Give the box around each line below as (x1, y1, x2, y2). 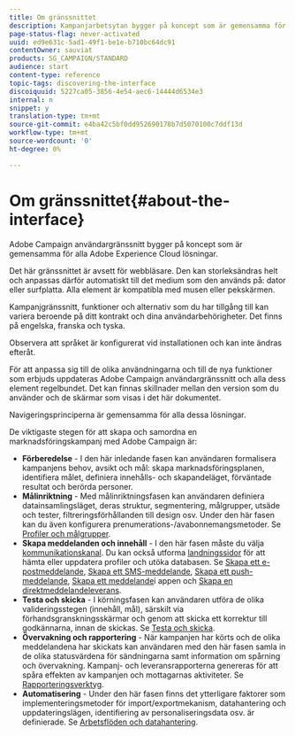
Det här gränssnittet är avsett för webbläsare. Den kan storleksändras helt (9, 265, 278, 275)
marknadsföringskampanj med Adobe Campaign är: (9, 436, 198, 446)
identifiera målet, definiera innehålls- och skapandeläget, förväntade (21, 471, 272, 483)
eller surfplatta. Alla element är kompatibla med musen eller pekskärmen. (9, 284, 276, 295)
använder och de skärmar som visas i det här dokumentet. (9, 391, 222, 403)
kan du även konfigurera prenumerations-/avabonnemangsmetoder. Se (21, 519, 281, 530)
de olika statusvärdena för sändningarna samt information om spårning (21, 650, 281, 661)
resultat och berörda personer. (21, 481, 134, 492)
